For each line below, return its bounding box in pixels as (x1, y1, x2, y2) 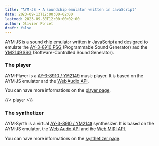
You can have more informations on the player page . (5, 88, 111, 93)
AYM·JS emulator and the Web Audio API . (5, 78, 89, 84)
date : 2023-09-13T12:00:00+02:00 (5, 12, 73, 17)
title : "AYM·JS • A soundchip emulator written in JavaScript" (5, 7, 137, 12)
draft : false (5, 26, 32, 30)
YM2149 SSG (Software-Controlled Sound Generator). (5, 50, 114, 56)
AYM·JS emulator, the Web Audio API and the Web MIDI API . (5, 126, 126, 132)
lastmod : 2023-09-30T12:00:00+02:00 (5, 16, 80, 21)
